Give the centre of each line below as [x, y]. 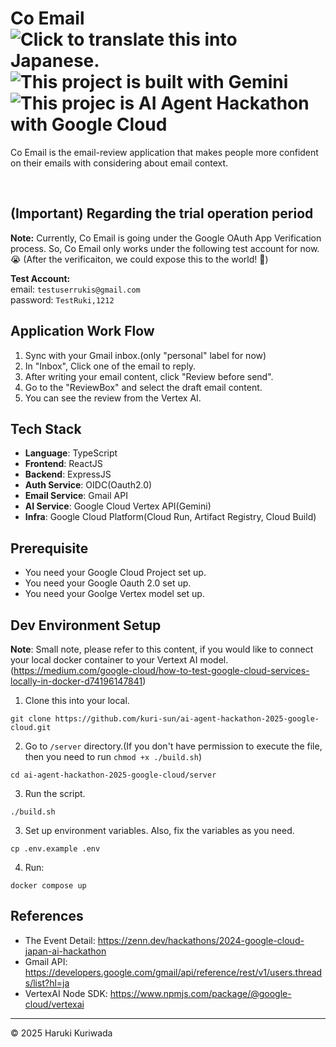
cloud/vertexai [54, 1004]
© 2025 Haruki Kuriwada [61, 1033]
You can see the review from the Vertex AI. [113, 398]
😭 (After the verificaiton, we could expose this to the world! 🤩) [139, 259]
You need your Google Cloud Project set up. [115, 573]
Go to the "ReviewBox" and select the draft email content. [143, 387]
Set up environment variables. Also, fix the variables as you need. [159, 830]
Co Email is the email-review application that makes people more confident [164, 152]
